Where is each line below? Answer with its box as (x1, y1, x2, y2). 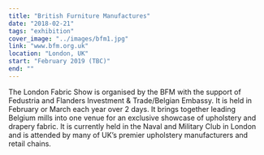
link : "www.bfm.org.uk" (8, 42, 89, 50)
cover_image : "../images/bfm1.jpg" (8, 34, 129, 43)
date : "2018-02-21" (8, 19, 75, 28)
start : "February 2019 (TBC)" (8, 58, 111, 66)
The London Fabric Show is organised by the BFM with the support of (8, 87, 241, 97)
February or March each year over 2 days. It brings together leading (8, 104, 236, 114)
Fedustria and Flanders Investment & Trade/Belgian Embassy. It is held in (8, 95, 253, 105)
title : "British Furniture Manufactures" (8, 11, 151, 20)
